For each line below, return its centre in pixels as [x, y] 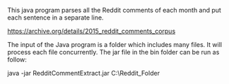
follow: [17, 59]
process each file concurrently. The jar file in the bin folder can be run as [113, 52]
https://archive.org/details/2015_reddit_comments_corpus [92, 31]
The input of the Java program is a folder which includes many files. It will [115, 44]
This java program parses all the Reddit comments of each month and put [114, 10]
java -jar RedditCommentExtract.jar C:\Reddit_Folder [84, 73]
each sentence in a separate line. [55, 17]
